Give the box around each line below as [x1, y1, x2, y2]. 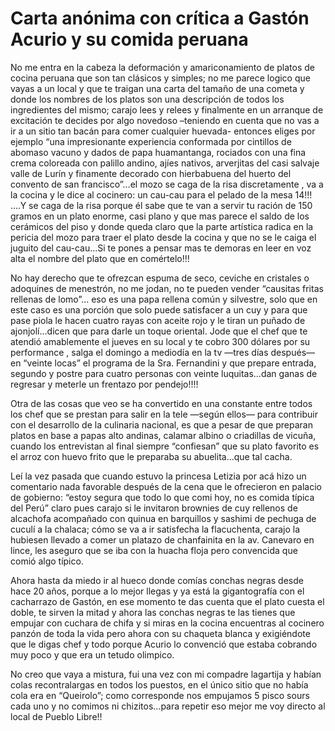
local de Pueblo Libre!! [10, 710, 103, 722]
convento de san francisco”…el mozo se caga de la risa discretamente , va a [10, 178, 324, 190]
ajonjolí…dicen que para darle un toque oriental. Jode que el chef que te [10, 325, 308, 337]
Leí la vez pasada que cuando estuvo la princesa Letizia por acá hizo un [10, 470, 307, 482]
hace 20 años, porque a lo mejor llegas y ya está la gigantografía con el [10, 585, 305, 597]
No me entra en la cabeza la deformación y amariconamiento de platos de [10, 61, 316, 73]
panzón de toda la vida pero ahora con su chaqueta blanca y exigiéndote [10, 627, 311, 639]
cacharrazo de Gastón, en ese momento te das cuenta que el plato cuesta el [10, 595, 325, 607]
